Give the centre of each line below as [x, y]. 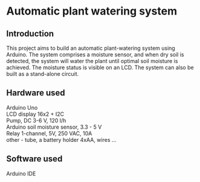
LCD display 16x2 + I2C [35, 114]
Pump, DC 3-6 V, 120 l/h [36, 120]
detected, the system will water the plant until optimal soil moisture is [92, 61]
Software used [34, 159]
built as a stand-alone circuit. [43, 74]
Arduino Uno [22, 107]
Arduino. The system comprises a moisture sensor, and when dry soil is [95, 55]
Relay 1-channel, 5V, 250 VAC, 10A [49, 133]
